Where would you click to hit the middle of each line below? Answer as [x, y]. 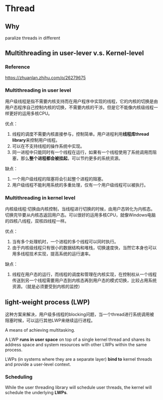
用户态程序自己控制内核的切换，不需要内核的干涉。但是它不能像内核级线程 [79, 107]
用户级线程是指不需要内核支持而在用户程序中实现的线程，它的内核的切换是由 [81, 101]
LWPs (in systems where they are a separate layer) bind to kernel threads [79, 359]
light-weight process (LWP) [48, 302]
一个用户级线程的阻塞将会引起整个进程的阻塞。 [59, 179]
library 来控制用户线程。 [36, 140]
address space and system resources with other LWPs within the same [76, 345]
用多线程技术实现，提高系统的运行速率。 [52, 254]
